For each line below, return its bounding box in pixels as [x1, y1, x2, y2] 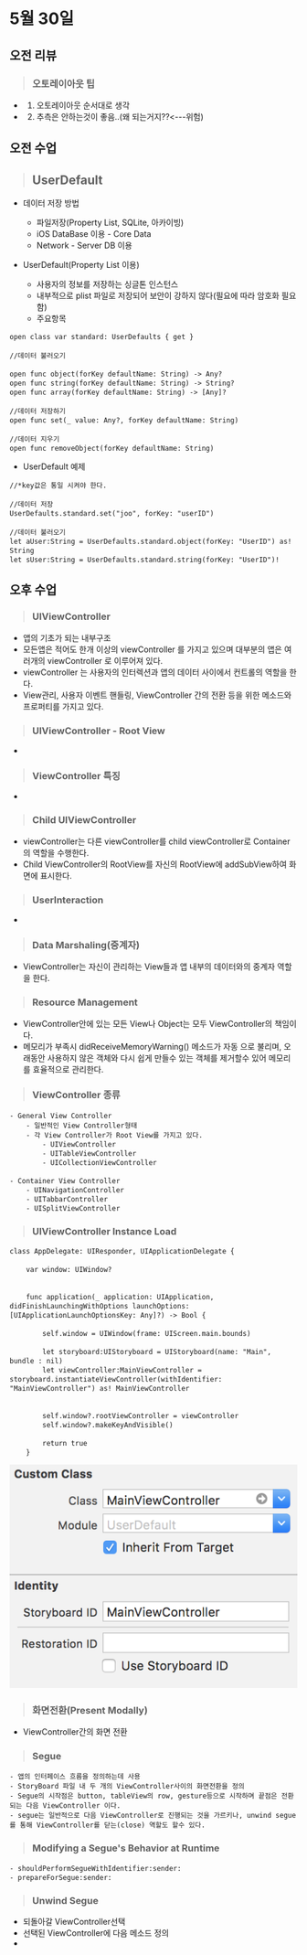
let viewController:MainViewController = [42, 1366, 203, 1375]
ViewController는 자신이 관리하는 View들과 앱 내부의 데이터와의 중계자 [22, 961, 276, 972]
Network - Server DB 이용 [36, 240, 132, 251]
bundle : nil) [9, 1357, 64, 1366]
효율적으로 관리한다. [32, 1063, 104, 1074]
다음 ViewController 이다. [26, 1801, 122, 1811]
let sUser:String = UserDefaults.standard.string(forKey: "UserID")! [9, 555, 281, 565]
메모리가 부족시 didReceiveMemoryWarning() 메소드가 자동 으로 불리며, [22, 1041, 282, 1052]
